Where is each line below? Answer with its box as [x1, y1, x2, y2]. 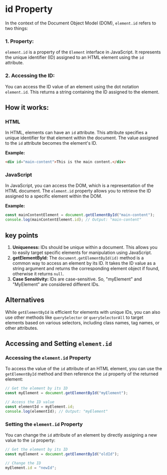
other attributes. [5, 325, 38, 331]
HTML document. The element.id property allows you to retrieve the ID [5, 188, 151, 194]
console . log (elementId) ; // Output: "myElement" [5, 409, 108, 414]
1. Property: [5, 37, 34, 44]
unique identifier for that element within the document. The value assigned [5, 135, 159, 141]
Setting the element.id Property [5, 421, 83, 428]
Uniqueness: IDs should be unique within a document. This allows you [12, 244, 158, 250]
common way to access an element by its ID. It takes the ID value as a [12, 260, 156, 266]
